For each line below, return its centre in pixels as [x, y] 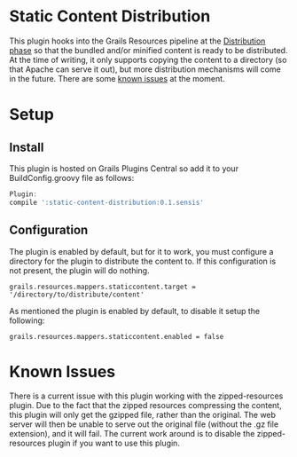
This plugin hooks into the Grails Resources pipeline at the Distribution [137, 41]
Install [27, 147]
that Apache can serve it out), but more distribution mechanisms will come [145, 69]
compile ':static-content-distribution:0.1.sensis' [106, 202]
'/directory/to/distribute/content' [77, 295]
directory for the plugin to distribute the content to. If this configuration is [143, 261]
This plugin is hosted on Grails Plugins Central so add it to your [124, 168]
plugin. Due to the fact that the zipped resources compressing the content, [145, 406]
